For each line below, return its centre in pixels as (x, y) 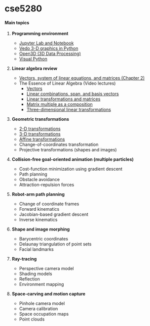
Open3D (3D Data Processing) (50, 54)
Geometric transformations (40, 119)
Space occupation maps (44, 314)
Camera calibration (38, 309)
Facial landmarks (36, 249)
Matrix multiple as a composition (60, 104)
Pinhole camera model (42, 303)
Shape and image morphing (41, 229)
